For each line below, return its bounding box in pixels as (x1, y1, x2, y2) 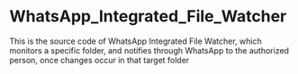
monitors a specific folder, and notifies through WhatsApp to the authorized (9, 45, 290, 55)
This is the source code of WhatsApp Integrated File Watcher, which (9, 36, 263, 46)
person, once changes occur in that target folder (9, 54, 190, 65)
